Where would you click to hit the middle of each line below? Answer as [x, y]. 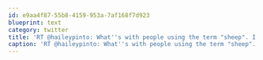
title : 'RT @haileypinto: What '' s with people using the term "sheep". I [132, 37]
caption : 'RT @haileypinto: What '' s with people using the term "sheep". [132, 44]
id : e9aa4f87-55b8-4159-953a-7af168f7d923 [79, 15]
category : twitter [38, 30]
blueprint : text [35, 23]
